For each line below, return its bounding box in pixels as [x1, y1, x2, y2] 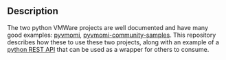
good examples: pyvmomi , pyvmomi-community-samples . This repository [7, 31, 216, 39]
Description [7, 5, 58, 17]
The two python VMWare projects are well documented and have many [7, 23, 208, 31]
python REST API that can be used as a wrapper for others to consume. [7, 45, 210, 53]
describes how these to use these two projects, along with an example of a [7, 37, 220, 46]
